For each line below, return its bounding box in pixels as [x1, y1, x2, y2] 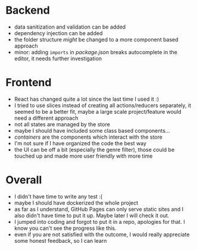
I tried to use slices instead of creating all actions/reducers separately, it [14, 102, 192, 109]
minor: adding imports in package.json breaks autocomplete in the [14, 48, 178, 55]
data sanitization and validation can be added [14, 23, 126, 30]
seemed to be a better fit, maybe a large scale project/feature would [14, 108, 182, 115]
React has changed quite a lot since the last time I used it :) [14, 95, 159, 102]
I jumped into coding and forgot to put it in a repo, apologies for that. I [14, 218, 185, 225]
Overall [5, 173, 42, 187]
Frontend [5, 76, 52, 89]
